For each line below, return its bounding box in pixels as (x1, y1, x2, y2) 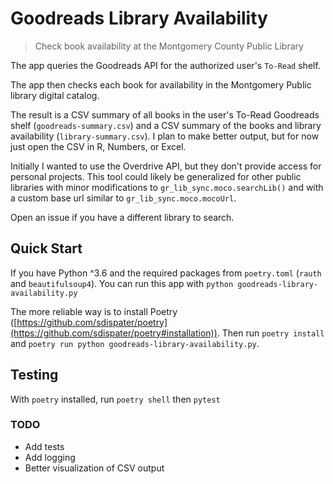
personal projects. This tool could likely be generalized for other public (10, 170, 302, 182)
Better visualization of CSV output (24, 462, 165, 474)
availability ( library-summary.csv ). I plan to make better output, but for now (10, 130, 320, 142)
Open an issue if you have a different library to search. (10, 211, 235, 223)
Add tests (24, 440, 65, 452)
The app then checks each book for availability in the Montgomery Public (10, 78, 312, 91)
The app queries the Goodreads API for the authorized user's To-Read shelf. (10, 59, 321, 71)
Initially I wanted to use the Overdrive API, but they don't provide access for (10, 160, 322, 172)
